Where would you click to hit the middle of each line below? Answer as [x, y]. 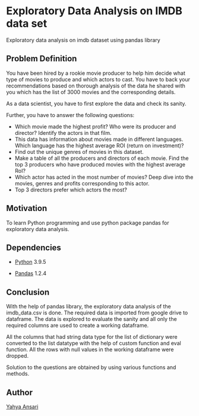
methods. [18, 374]
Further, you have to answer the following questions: [70, 115]
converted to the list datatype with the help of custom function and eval [94, 343]
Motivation [27, 208]
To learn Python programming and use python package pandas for [88, 223]
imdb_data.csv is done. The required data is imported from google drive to [97, 313]
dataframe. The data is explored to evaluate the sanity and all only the [91, 319]
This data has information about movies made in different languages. [99, 139]
